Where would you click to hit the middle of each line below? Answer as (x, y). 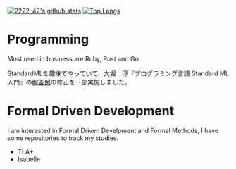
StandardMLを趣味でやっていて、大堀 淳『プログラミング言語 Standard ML (118, 73)
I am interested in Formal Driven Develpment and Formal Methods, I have (113, 130)
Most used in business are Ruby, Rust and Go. (74, 58)
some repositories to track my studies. (63, 138)
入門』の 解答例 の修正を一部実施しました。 (69, 82)
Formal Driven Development (91, 111)
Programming (48, 39)
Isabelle (29, 159)
